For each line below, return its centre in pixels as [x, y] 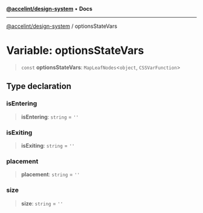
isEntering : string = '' [50, 117]
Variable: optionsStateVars [75, 51]
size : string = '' [42, 203]
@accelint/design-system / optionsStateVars [62, 26]
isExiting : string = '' [48, 145]
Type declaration [39, 86]
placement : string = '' [50, 174]
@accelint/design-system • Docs [49, 9]
